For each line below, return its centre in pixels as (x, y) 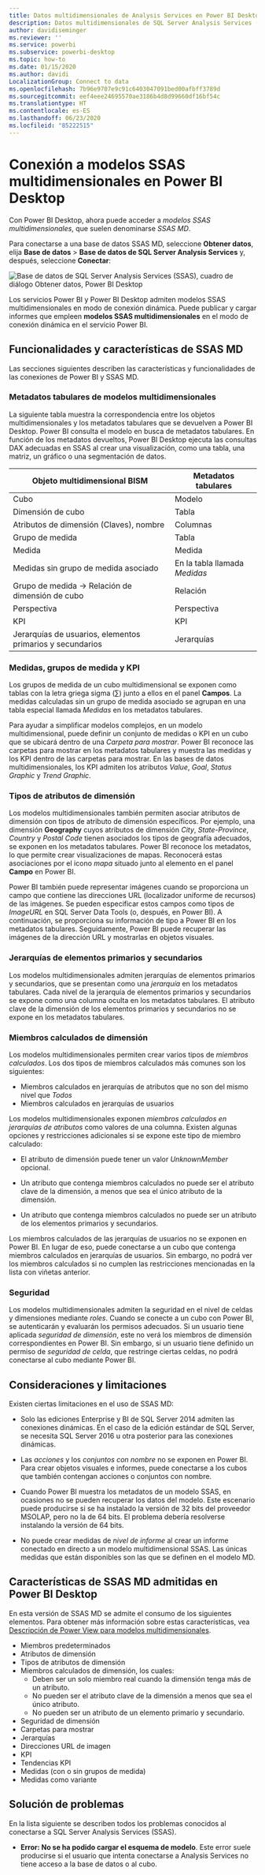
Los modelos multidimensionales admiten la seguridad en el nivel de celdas (131, 1310)
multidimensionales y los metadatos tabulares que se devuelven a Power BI (131, 422)
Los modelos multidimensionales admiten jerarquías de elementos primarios (132, 975)
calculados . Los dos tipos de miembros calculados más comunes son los (127, 1063)
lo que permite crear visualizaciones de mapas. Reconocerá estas (116, 855)
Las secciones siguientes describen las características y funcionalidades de (132, 369)
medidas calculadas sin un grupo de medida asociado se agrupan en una (127, 702)
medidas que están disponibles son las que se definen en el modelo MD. (138, 1557)
